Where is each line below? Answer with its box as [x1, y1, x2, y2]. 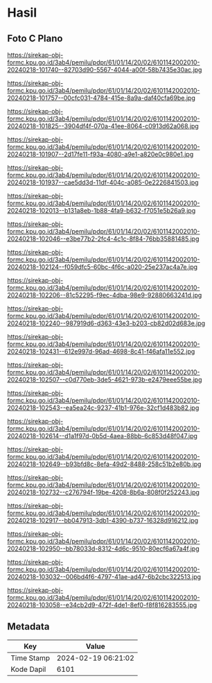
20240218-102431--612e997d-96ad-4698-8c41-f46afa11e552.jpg [7, 347, 195, 355]
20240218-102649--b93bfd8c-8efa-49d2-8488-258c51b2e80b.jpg [7, 460, 202, 468]
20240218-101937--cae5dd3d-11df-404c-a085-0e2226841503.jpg [7, 178, 199, 187]
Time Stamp [10, 653, 51, 663]
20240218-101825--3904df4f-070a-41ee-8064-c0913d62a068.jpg [7, 122, 199, 130]
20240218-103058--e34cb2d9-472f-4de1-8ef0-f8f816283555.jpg [7, 601, 197, 609]
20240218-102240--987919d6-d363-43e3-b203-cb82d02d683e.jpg [7, 319, 206, 327]
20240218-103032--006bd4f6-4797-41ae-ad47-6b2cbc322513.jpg [7, 573, 202, 580]
